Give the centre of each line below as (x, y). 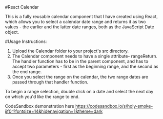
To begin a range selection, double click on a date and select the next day (79, 91)
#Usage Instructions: (26, 41)
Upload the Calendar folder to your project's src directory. (71, 51)
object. (12, 32)
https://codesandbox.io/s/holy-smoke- (114, 106)
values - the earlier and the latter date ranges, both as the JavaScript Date (80, 27)
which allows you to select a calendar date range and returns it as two (76, 22)
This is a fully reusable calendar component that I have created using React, (81, 16)
